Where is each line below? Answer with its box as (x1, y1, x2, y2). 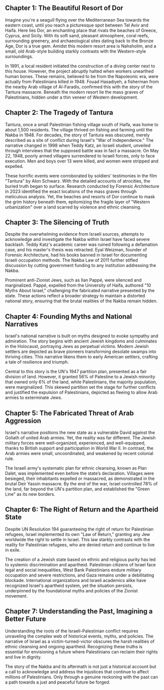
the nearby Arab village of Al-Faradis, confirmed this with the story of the (5, 83, 153, 90)
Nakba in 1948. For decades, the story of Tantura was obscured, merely (5, 132, 150, 138)
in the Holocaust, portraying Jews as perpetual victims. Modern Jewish (5, 344, 149, 349)
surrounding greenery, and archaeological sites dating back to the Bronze (5, 38, 154, 44)
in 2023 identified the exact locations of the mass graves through (5, 188, 137, 194)
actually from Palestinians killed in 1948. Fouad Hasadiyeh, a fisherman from (5, 79, 159, 84)
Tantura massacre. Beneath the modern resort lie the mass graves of (5, 89, 144, 95)
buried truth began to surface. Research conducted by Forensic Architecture (5, 183, 160, 189)
